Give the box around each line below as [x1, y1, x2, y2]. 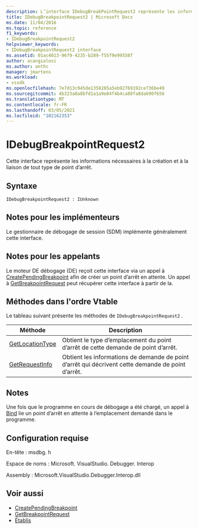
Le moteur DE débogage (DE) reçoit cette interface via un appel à [6, 267, 165, 274]
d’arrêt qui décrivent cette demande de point [61, 361, 186, 369]
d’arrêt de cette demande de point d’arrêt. [61, 343, 178, 352]
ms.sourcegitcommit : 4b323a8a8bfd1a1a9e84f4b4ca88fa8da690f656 [6, 91, 165, 97]
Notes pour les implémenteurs [6, 213, 120, 223]
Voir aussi [6, 488, 44, 498]
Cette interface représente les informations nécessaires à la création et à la [6, 157, 189, 165]
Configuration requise [6, 433, 89, 443]
